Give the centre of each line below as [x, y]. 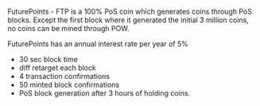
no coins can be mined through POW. [68, 28]
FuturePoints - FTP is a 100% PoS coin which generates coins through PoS [130, 12]
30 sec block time [49, 59]
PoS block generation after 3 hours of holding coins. [105, 93]
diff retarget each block [57, 68]
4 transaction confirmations [64, 76]
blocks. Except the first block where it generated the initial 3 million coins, [128, 20]
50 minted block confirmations [69, 84]
